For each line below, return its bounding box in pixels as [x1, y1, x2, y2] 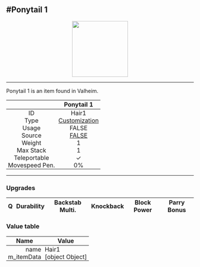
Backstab [54, 198, 82, 206]
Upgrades [6, 184, 36, 192]
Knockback [91, 202, 124, 210]
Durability [15, 202, 45, 210]
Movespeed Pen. [8, 161, 55, 169]
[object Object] [44, 253, 87, 261]
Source [21, 131, 42, 139]
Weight [21, 139, 42, 147]
